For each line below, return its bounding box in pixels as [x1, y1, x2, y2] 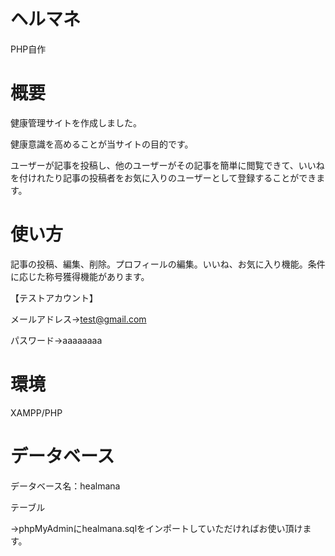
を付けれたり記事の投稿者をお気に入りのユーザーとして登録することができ [10, 171, 317, 184]
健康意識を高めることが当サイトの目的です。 [10, 138, 194, 150]
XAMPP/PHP [10, 406, 63, 419]
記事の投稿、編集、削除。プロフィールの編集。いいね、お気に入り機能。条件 [10, 258, 326, 270]
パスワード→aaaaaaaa [10, 334, 103, 346]
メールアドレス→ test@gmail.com [10, 313, 147, 325]
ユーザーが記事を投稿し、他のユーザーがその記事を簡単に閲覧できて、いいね [10, 159, 325, 171]
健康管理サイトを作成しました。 [10, 116, 142, 129]
